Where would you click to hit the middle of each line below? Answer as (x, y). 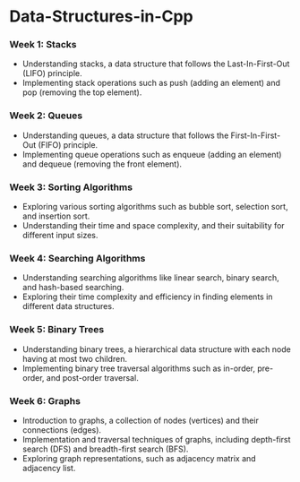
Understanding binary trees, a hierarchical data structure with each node (156, 349)
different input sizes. (60, 236)
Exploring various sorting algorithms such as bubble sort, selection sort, (155, 207)
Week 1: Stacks (43, 45)
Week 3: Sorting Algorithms (71, 187)
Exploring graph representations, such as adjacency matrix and (139, 458)
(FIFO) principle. (68, 144)
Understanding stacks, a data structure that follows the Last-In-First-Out (156, 64)
